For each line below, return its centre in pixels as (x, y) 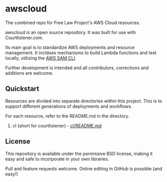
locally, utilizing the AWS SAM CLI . (41, 58)
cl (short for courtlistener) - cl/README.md (57, 125)
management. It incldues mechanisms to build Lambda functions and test (81, 53)
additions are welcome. (29, 73)
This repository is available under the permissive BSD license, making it (79, 153)
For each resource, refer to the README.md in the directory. (67, 116)
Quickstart (22, 89)
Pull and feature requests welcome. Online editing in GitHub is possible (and (84, 168)
